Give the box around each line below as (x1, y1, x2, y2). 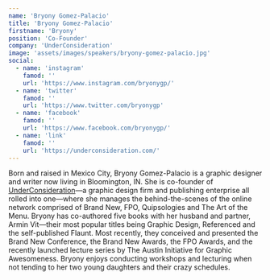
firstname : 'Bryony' (8, 27, 78, 35)
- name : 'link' (15, 131, 67, 139)
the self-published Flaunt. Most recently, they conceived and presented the (8, 229, 259, 238)
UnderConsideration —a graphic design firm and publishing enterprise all (8, 186, 250, 196)
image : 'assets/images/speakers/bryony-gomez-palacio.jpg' (8, 49, 211, 57)
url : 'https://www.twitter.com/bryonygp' (23, 101, 164, 109)
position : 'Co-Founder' (8, 34, 89, 43)
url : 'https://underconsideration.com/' (23, 146, 160, 154)
